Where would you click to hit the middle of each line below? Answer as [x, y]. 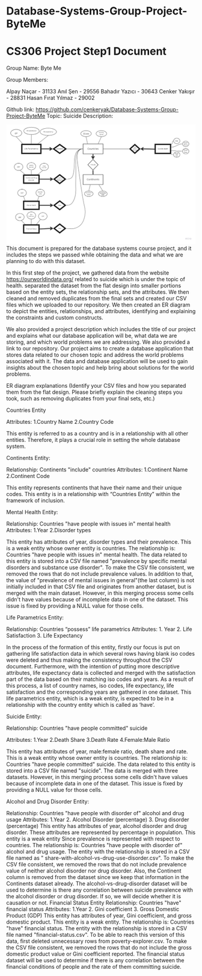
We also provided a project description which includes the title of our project [101, 329]
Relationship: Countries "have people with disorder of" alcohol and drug [95, 813]
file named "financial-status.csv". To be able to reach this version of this [96, 934]
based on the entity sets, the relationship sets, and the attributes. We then [98, 292]
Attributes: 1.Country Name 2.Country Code [60, 421]
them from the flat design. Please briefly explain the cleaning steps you [94, 392]
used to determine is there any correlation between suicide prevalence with [100, 890]
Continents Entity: [28, 458]
